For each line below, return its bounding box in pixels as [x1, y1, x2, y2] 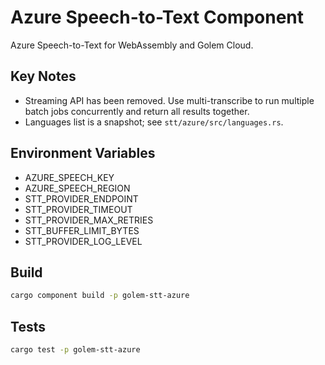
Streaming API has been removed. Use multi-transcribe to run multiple [24, 94, 315, 106]
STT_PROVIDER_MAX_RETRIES [24, 214, 154, 226]
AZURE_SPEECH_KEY [24, 171, 115, 183]
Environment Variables [10, 145, 156, 162]
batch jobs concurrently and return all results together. [24, 105, 250, 117]
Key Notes [10, 68, 77, 85]
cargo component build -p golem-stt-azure [10, 291, 190, 301]
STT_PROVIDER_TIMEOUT [24, 203, 133, 215]
